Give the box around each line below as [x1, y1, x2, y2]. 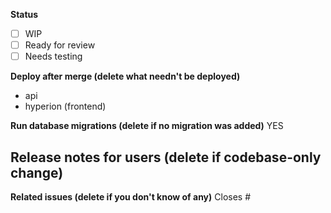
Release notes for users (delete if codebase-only [10, 149, 322, 166]
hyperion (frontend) [24, 100, 107, 113]
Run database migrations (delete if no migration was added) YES [10, 120, 284, 132]
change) [10, 164, 64, 181]
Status [10, 9, 39, 20]
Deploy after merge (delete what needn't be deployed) [10, 70, 241, 83]
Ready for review [24, 39, 96, 51]
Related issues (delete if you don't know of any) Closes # [10, 191, 252, 203]
